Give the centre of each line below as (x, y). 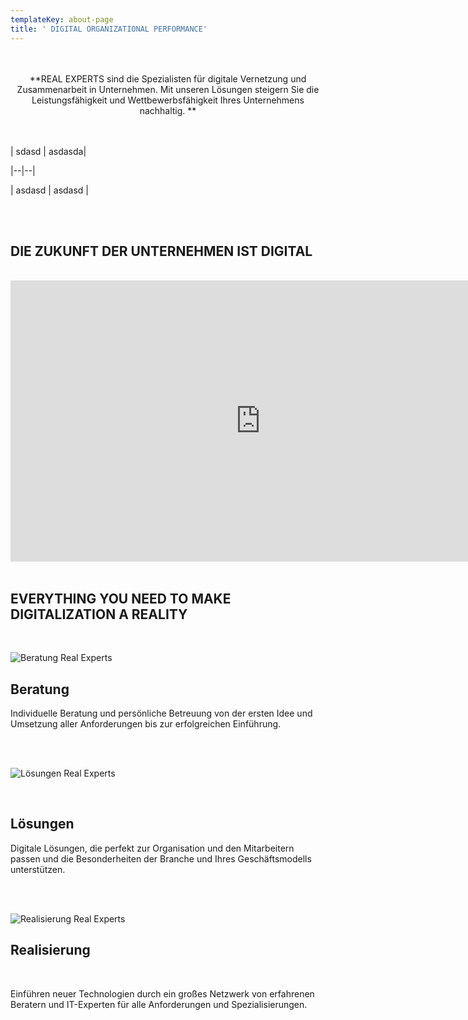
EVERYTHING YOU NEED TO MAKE (121, 598)
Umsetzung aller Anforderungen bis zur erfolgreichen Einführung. (146, 723)
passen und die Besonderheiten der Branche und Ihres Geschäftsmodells (161, 858)
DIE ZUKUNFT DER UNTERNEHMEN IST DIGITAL (161, 251)
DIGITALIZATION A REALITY (99, 614)
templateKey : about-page (62, 19)
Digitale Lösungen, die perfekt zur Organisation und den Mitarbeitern (152, 848)
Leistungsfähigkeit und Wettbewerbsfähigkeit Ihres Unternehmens (168, 100)
